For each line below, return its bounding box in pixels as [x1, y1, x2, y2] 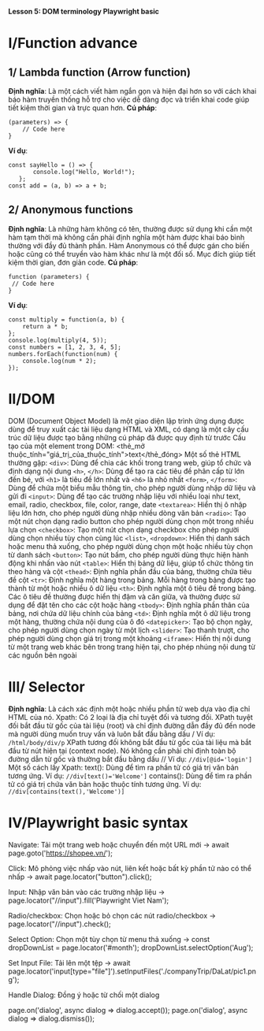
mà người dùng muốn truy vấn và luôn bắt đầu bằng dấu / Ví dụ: [8, 729, 215, 739]
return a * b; [22, 322, 69, 330]
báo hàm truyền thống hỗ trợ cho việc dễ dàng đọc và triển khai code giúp [8, 95, 250, 104]
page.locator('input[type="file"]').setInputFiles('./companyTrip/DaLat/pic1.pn [8, 966, 257, 976]
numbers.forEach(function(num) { [8, 350, 118, 358]
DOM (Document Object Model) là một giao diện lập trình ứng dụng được [8, 416, 244, 425]
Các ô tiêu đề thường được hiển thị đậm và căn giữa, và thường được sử [8, 592, 240, 601]
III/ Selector [8, 677, 85, 695]
